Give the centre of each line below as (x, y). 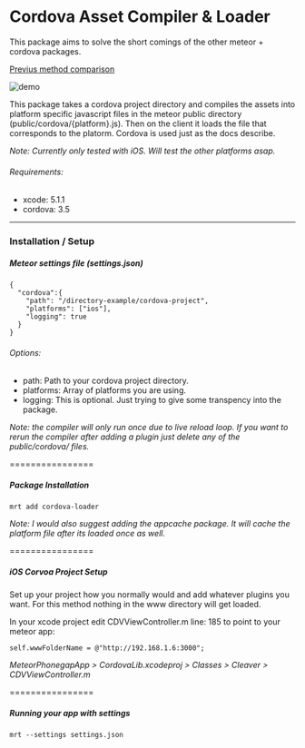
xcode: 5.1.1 (44, 200)
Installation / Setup (52, 241)
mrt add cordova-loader (54, 507)
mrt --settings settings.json (67, 735)
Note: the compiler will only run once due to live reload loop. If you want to (149, 428)
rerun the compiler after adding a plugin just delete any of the (125, 437)
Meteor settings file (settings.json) (76, 263)
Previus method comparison (62, 69)
